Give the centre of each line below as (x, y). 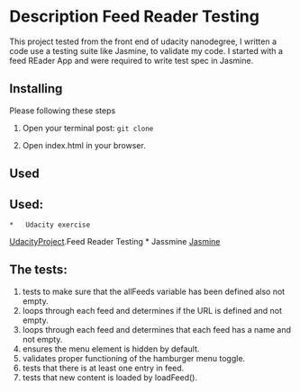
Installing (36, 89)
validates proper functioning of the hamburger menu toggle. (134, 358)
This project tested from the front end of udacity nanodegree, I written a (143, 41)
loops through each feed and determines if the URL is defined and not (152, 310)
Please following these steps (63, 111)
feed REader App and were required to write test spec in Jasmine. (132, 60)
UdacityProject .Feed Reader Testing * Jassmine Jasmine (115, 241)
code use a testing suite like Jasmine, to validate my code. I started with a (146, 50)
